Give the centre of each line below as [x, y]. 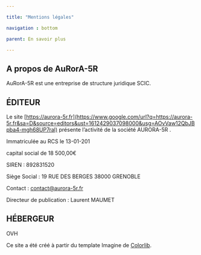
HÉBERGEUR [30, 219]
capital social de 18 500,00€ [41, 153]
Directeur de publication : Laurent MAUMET [60, 200]
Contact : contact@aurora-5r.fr [45, 188]
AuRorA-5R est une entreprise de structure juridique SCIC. [79, 83]
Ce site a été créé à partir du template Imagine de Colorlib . [79, 245]
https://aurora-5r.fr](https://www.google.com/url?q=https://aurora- [110, 117]
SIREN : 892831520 [30, 165]
